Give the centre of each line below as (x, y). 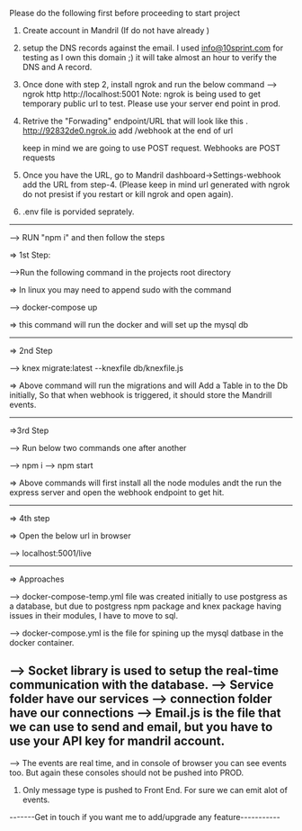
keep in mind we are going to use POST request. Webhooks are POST (151, 148)
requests (39, 158)
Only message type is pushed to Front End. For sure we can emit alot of (155, 790)
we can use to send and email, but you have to (141, 727)
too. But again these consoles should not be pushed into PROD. (127, 772)
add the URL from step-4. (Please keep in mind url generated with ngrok (156, 185)
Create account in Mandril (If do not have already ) (115, 30)
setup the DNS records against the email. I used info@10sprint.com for (153, 48)
